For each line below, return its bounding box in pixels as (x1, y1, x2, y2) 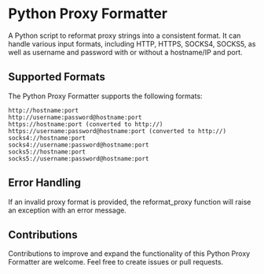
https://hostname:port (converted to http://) (8, 120, 163, 128)
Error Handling (8, 176, 81, 190)
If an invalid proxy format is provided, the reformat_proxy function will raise (8, 197, 251, 206)
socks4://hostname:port (8, 134, 86, 142)
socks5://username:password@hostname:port (8, 154, 149, 162)
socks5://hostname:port (8, 147, 86, 156)
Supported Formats (8, 70, 106, 83)
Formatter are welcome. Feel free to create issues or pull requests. (8, 257, 224, 267)
